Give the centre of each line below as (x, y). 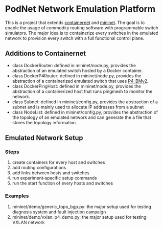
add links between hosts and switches (51, 173)
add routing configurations (39, 168)
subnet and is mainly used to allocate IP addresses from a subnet (78, 107)
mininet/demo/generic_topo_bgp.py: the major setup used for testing (82, 206)
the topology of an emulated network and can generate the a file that (82, 117)
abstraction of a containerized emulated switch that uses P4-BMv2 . (80, 81)
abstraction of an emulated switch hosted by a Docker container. (77, 70)
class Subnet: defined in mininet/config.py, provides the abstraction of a (85, 102)
